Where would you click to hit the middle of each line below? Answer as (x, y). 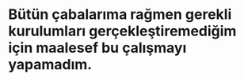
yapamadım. (50, 65)
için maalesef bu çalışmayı (97, 48)
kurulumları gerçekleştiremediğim (122, 31)
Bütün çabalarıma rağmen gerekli (120, 15)
